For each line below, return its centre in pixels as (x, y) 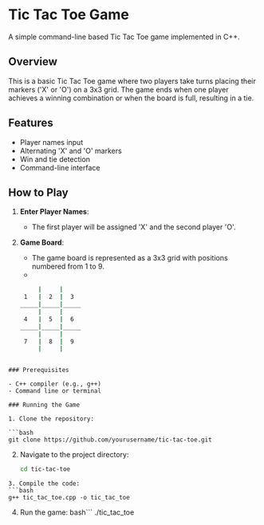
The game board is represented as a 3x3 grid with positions (130, 258)
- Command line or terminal (55, 391)
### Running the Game (44, 405)
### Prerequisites (39, 370)
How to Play (39, 192)
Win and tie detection (55, 159)
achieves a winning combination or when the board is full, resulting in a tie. (131, 98)
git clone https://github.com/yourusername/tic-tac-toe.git (110, 440)
